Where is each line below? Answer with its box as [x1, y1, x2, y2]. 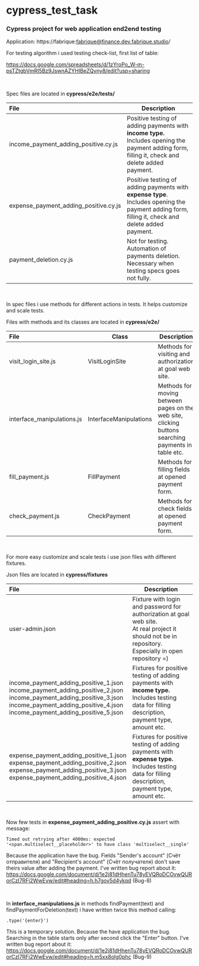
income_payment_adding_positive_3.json [9, 694, 123, 702]
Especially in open [132, 647, 183, 655]
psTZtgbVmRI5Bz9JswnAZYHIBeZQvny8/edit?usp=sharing [6, 67, 150, 75]
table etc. [158, 448, 184, 456]
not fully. [127, 274, 152, 282]
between [158, 397, 182, 405]
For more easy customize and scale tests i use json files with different [6, 553, 176, 561]
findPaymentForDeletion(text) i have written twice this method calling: [6, 906, 176, 913]
